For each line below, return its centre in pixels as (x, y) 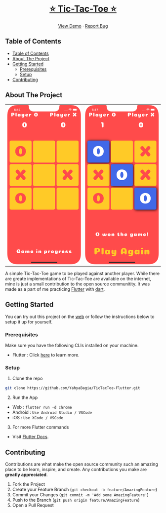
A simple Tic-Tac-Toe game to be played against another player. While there (82, 274)
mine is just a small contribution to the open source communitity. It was (78, 284)
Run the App (25, 397)
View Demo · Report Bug (83, 26)
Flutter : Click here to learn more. (46, 355)
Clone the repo (27, 378)
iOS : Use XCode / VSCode (38, 418)
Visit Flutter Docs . (30, 437)
